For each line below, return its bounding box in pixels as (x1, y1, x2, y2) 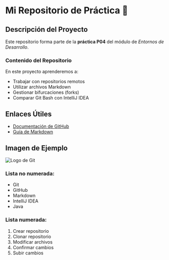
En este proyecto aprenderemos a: (5, 69, 79, 75)
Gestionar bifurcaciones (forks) (12, 89, 80, 95)
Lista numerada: (5, 216, 47, 224)
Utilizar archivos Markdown (12, 84, 71, 90)
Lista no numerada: (5, 170, 55, 177)
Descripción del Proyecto (5, 25, 88, 34)
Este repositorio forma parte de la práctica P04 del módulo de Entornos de (5, 38, 164, 45)
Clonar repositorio (12, 233, 51, 239)
